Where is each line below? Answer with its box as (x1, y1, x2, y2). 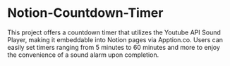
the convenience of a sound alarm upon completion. (7, 51, 159, 59)
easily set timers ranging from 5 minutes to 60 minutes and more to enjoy (7, 43, 221, 51)
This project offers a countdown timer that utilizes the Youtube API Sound (7, 28, 221, 37)
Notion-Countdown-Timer (7, 5, 164, 21)
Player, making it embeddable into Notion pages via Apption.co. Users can (7, 35, 224, 44)
